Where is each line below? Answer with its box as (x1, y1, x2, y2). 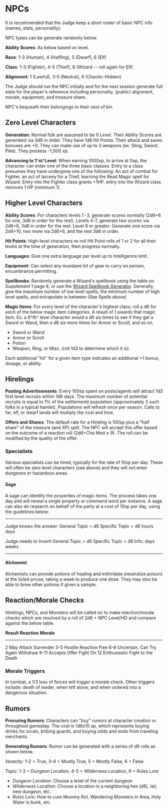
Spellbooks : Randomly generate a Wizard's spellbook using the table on (5, 277, 154, 284)
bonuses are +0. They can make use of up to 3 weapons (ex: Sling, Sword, (5, 142, 159, 148)
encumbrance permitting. (5, 268, 57, 274)
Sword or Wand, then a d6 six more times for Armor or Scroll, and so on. (5, 320, 154, 326)
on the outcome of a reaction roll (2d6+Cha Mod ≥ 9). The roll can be (5, 430, 148, 436)
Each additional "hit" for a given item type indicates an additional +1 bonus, (5, 355, 160, 361)
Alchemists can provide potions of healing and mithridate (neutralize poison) (5, 571, 163, 577)
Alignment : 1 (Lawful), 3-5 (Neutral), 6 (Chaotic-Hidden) (5, 73, 121, 79)
